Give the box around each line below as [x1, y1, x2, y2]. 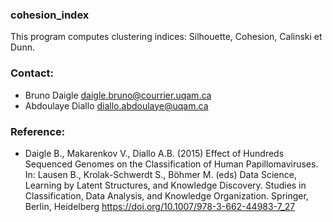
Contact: [10, 66, 54, 80]
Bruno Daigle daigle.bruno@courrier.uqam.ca [24, 89, 212, 101]
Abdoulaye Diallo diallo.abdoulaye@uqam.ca [24, 99, 209, 112]
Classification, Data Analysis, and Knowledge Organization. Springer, [24, 189, 309, 202]
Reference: [10, 124, 66, 138]
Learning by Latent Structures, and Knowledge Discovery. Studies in [24, 179, 307, 191]
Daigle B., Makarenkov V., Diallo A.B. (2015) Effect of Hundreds [24, 147, 285, 159]
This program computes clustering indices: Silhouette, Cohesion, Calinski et [10, 31, 323, 43]
